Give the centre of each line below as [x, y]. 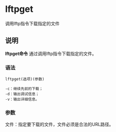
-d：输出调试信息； [22, 94]
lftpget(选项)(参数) [25, 79]
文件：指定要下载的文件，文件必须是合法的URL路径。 [59, 125]
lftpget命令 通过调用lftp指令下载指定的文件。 [51, 54]
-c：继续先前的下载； [24, 89]
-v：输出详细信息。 [22, 99]
